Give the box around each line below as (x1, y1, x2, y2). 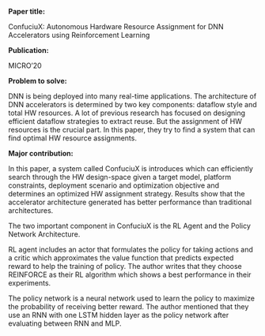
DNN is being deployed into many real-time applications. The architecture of (8, 91, 257, 101)
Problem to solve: (8, 77, 67, 85)
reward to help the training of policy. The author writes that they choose (8, 262, 243, 271)
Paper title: (8, 7, 46, 16)
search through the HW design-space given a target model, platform (8, 173, 232, 181)
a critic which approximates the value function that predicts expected (8, 253, 234, 263)
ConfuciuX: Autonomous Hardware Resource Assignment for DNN (8, 22, 224, 31)
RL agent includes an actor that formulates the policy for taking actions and (8, 245, 253, 254)
